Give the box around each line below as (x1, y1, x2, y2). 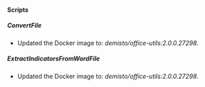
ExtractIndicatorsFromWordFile (7, 55, 100, 63)
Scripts (7, 6, 29, 14)
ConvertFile (7, 21, 42, 30)
